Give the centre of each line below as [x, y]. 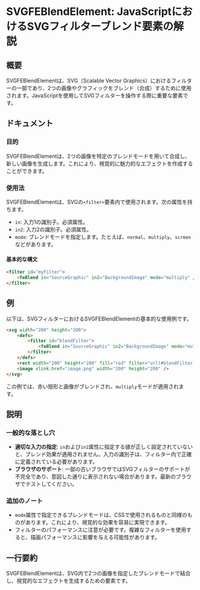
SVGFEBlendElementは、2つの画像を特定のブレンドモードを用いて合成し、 [98, 156]
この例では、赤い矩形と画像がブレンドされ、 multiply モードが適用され [93, 386]
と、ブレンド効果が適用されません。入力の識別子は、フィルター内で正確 [103, 454]
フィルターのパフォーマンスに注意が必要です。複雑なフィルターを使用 [100, 530]
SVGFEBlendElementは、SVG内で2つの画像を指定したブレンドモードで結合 [99, 573]
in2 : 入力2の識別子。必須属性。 [53, 229]
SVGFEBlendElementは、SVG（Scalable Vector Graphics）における [89, 81]
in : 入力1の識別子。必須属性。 [51, 222]
